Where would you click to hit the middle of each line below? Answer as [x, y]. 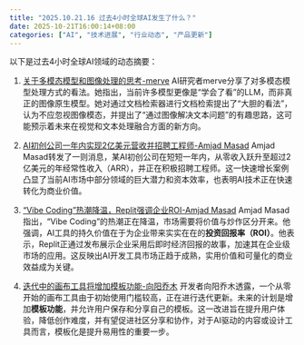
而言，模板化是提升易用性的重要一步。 [102, 331]
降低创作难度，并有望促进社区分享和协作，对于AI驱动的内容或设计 [162, 320]
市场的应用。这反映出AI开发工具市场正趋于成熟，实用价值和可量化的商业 [157, 256]
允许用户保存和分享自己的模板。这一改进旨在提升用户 [178, 309]
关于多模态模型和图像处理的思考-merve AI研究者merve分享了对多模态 [152, 81]
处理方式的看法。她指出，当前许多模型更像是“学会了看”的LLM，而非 [157, 93]
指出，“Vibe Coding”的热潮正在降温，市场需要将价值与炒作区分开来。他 [157, 222]
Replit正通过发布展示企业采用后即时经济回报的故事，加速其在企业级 [164, 244]
